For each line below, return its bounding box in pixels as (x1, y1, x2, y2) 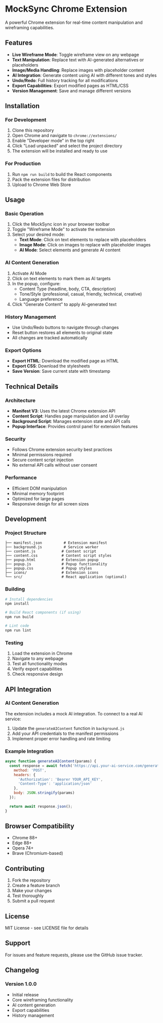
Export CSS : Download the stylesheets (12, 363, 90, 369)
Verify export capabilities (12, 666, 62, 672)
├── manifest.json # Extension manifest (5, 540, 108, 545)
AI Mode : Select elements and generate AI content (19, 247, 121, 253)
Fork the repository (12, 877, 51, 883)
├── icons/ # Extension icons (5, 570, 98, 575)
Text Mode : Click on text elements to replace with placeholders (19, 237, 147, 243)
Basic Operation (5, 210, 44, 217)
